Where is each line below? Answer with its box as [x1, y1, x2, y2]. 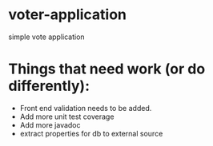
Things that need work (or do [8, 60, 206, 78]
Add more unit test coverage [19, 112, 115, 121]
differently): [8, 77, 90, 95]
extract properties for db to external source [19, 128, 163, 138]
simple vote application [8, 32, 86, 41]
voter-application [8, 6, 127, 24]
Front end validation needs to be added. [19, 103, 152, 112]
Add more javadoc [19, 120, 82, 129]
